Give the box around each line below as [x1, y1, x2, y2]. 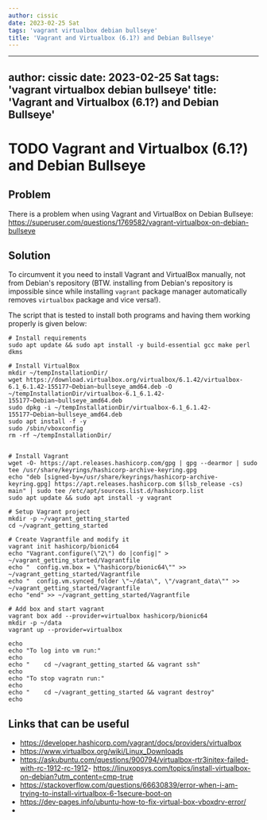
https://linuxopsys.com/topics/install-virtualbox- [92, 764, 251, 773]
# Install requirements [8, 334, 87, 342]
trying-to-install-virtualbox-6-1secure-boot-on [19, 789, 172, 799]
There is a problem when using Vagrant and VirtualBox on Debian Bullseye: [8, 209, 254, 218]
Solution [8, 249, 51, 263]
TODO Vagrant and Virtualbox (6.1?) [8, 140, 249, 157]
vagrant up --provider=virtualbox [8, 626, 123, 634]
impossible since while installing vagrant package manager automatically [8, 287, 248, 296]
